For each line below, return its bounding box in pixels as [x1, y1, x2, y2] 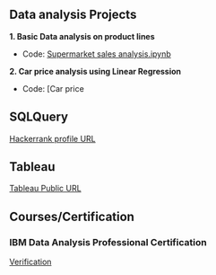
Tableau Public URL [9, 183, 82, 194]
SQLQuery [9, 110, 69, 125]
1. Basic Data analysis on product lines [9, 31, 155, 41]
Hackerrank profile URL [9, 133, 96, 144]
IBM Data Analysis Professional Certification [9, 235, 208, 248]
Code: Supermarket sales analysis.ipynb [22, 49, 172, 59]
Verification [9, 256, 52, 268]
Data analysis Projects [9, 7, 137, 22]
